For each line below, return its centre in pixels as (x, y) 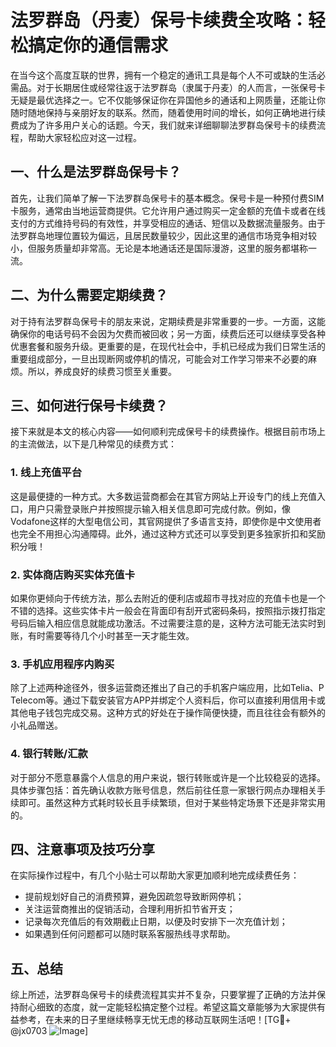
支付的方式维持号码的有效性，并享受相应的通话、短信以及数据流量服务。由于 (168, 223)
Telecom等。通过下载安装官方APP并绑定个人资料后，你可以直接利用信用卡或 (168, 700)
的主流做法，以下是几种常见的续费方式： (93, 444)
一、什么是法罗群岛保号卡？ (96, 172)
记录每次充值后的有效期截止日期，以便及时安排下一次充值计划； (156, 922)
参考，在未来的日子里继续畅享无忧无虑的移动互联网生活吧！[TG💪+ (155, 1020)
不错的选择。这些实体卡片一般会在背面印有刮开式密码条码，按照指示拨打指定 (168, 610)
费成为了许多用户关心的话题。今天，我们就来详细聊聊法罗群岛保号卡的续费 (163, 125)
